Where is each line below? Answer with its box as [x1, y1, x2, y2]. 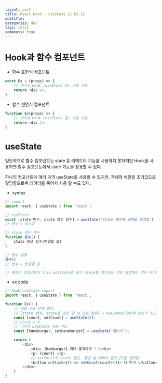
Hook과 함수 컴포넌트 [5, 52, 85, 63]
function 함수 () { [5, 235, 40, 240]
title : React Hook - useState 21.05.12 [5, 12, 85, 16]
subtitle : [5, 16, 25, 21]
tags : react [5, 25, 29, 30]
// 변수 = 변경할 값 [5, 261, 40, 267]
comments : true [5, 30, 36, 34]
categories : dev [5, 20, 38, 26]
